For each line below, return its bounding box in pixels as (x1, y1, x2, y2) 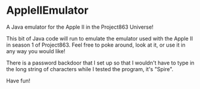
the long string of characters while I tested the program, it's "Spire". (6, 65, 174, 72)
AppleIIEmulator (6, 4, 89, 17)
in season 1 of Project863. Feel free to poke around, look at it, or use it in (6, 41, 186, 48)
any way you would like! (6, 47, 65, 54)
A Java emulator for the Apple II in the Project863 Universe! (6, 23, 154, 30)
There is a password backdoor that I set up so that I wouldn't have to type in (6, 59, 195, 66)
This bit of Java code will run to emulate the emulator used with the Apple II (6, 35, 193, 42)
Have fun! (6, 77, 31, 84)
